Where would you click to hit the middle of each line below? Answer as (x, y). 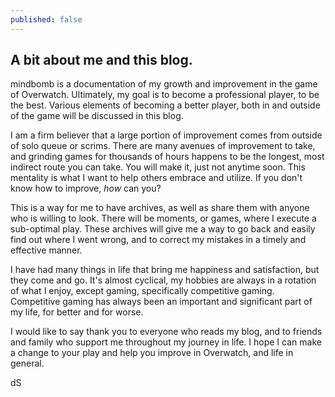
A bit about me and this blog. (101, 60)
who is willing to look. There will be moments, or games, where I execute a (163, 218)
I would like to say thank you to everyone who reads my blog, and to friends (166, 332)
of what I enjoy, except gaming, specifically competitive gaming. (142, 291)
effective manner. (46, 250)
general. (27, 363)
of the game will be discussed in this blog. (97, 116)
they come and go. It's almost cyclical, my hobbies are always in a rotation (163, 280)
